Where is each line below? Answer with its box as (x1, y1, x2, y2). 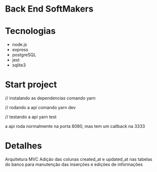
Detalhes (5, 141, 42, 151)
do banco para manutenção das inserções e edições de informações (5, 161, 143, 167)
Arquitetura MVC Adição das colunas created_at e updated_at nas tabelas (5, 156, 153, 162)
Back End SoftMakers (5, 3, 94, 15)
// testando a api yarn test (5, 114, 57, 120)
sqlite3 (12, 62, 26, 68)
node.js (12, 42, 28, 47)
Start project (5, 79, 57, 90)
